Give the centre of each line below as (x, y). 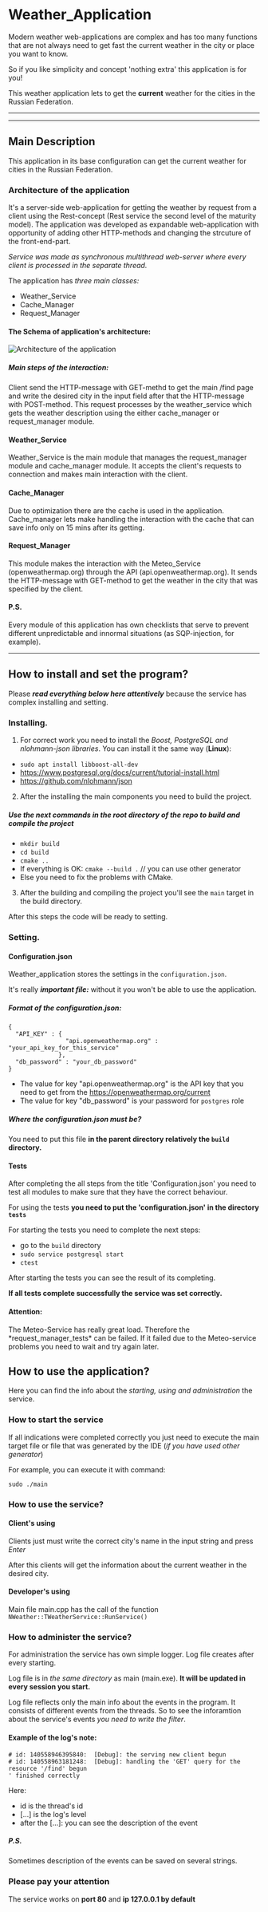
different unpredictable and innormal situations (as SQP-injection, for (121, 634)
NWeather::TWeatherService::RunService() (78, 1618)
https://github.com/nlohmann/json (76, 781)
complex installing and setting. (59, 702)
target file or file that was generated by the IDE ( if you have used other (124, 1445)
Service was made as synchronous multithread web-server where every (127, 257)
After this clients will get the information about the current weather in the (128, 1565)
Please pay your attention (59, 1882)
